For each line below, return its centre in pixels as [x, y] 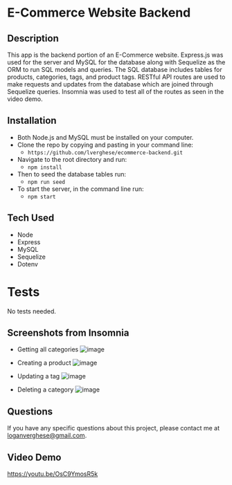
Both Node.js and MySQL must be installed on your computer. [105, 137]
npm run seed [46, 182]
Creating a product [44, 363]
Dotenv [27, 264]
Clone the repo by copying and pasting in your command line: [105, 145]
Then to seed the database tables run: [72, 174]
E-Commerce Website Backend [99, 13]
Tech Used [31, 218]
